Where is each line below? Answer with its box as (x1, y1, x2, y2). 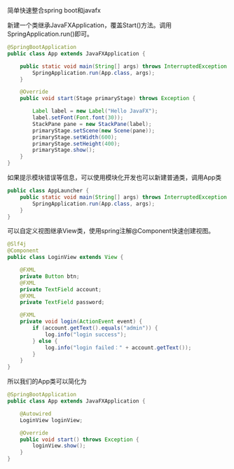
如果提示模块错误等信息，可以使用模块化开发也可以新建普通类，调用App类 (7, 174, 222, 181)
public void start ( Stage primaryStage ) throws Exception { (20, 95, 196, 102)
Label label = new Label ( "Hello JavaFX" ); (32, 108, 158, 115)
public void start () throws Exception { (20, 436, 139, 443)
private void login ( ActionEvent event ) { (20, 318, 142, 325)
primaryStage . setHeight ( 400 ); (32, 140, 121, 147)
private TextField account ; (20, 286, 102, 293)
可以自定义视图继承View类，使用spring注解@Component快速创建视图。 (7, 227, 215, 235)
